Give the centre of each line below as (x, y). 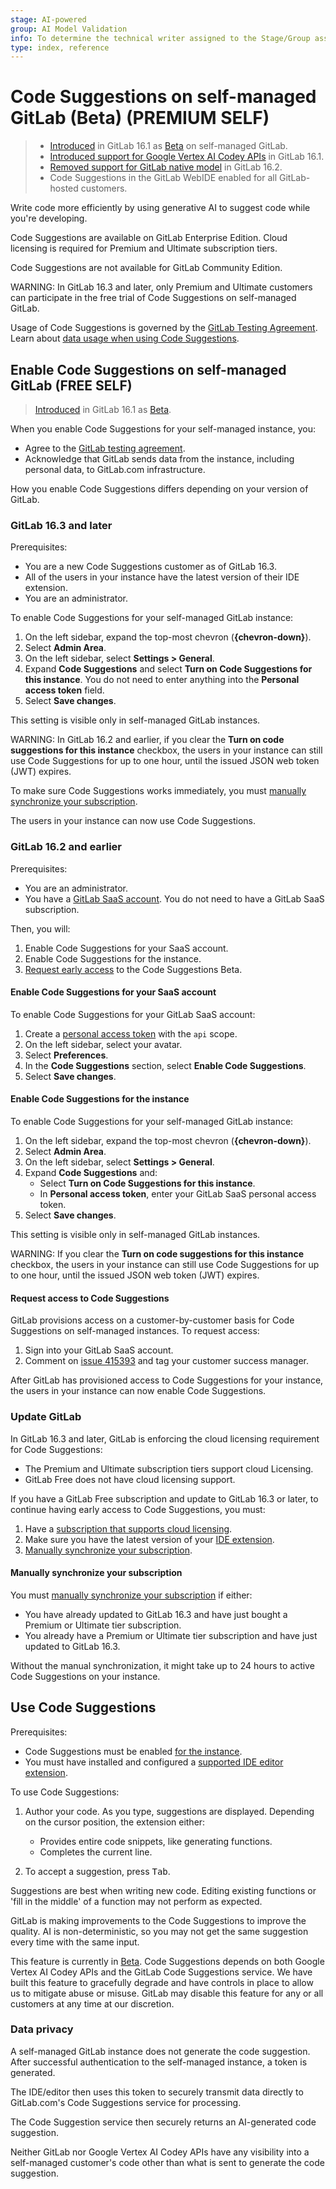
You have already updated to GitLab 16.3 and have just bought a (156, 1614)
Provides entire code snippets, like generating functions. (156, 1841)
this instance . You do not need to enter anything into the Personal (162, 680)
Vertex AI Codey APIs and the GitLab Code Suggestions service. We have (161, 1972)
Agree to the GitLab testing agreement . (105, 448)
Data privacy (42, 2029)
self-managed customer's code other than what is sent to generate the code (167, 2162)
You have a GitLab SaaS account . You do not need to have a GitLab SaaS (174, 898)
